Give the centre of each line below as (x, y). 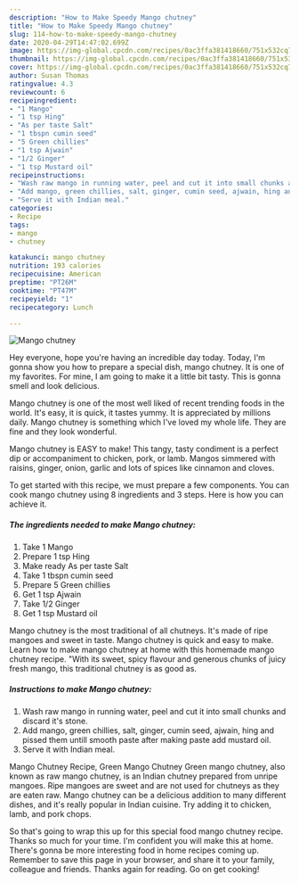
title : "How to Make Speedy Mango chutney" (91, 26)
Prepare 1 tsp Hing (56, 557)
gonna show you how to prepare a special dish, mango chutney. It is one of (147, 367)
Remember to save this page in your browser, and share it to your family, (142, 860)
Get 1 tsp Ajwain (52, 595)
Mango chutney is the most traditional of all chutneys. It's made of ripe (139, 631)
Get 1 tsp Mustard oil (60, 614)
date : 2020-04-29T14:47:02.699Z (69, 42)
